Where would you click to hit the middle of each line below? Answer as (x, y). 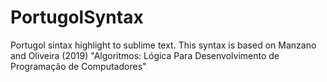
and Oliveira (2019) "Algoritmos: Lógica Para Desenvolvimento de (145, 55)
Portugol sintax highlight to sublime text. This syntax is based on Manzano (163, 45)
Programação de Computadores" (78, 66)
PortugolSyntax (77, 17)
